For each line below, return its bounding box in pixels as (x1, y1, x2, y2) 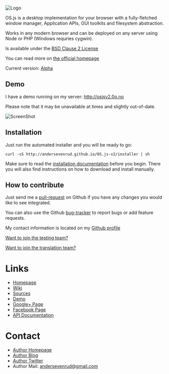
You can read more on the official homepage (5, 55, 99, 61)
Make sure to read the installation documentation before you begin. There (5, 160, 161, 167)
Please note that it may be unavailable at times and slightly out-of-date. (5, 103, 156, 109)
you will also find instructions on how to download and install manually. (5, 166, 155, 172)
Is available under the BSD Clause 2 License (5, 45, 98, 51)
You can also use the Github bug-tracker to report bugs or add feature (5, 209, 154, 216)
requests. (5, 215, 26, 221)
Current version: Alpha (5, 65, 53, 71)
